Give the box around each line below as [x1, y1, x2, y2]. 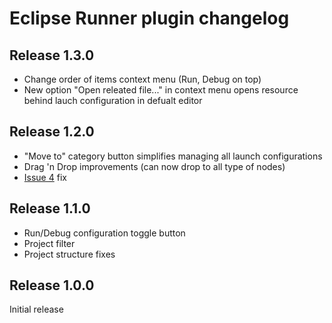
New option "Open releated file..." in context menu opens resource [23, 84, 299, 96]
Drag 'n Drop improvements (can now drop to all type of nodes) [23, 160, 286, 172]
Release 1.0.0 [9, 277, 95, 294]
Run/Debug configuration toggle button [23, 227, 186, 239]
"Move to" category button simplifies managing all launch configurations [23, 150, 323, 162]
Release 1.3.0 [9, 47, 95, 64]
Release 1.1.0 [9, 200, 91, 217]
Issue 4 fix [23, 171, 67, 183]
